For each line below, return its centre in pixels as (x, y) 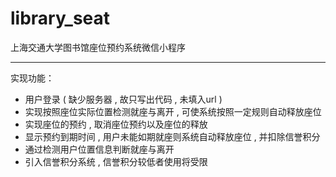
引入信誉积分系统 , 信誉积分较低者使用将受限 (116, 161)
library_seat (60, 18)
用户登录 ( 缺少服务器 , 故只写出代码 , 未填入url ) (123, 99)
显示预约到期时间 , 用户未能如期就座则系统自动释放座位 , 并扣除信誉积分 (172, 136)
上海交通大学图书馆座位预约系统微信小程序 (98, 47)
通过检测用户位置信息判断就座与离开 (99, 149)
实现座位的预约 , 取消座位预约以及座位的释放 (116, 124)
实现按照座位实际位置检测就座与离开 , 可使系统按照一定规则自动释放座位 (173, 111)
